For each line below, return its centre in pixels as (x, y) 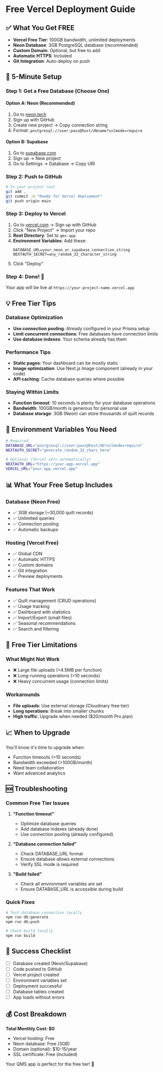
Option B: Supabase (27, 142)
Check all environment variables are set (61, 884)
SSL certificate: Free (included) (45, 1054)
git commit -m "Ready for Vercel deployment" (54, 196)
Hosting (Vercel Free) (32, 543)
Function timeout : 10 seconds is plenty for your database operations (84, 403)
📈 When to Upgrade (38, 733)
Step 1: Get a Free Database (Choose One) (58, 91)
